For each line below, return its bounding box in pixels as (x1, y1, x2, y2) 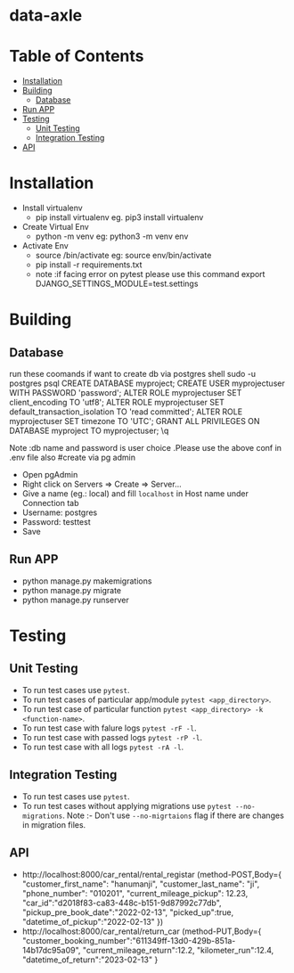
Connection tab (21, 498, 79, 509)
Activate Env (21, 241, 69, 251)
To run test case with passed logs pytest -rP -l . (21, 732, 203, 742)
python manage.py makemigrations (21, 576, 152, 586)
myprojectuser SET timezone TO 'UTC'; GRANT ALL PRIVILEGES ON (9, 416, 260, 427)
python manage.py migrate (21, 585, 122, 595)
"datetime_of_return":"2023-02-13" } (21, 954, 159, 965)
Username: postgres (21, 507, 98, 518)
